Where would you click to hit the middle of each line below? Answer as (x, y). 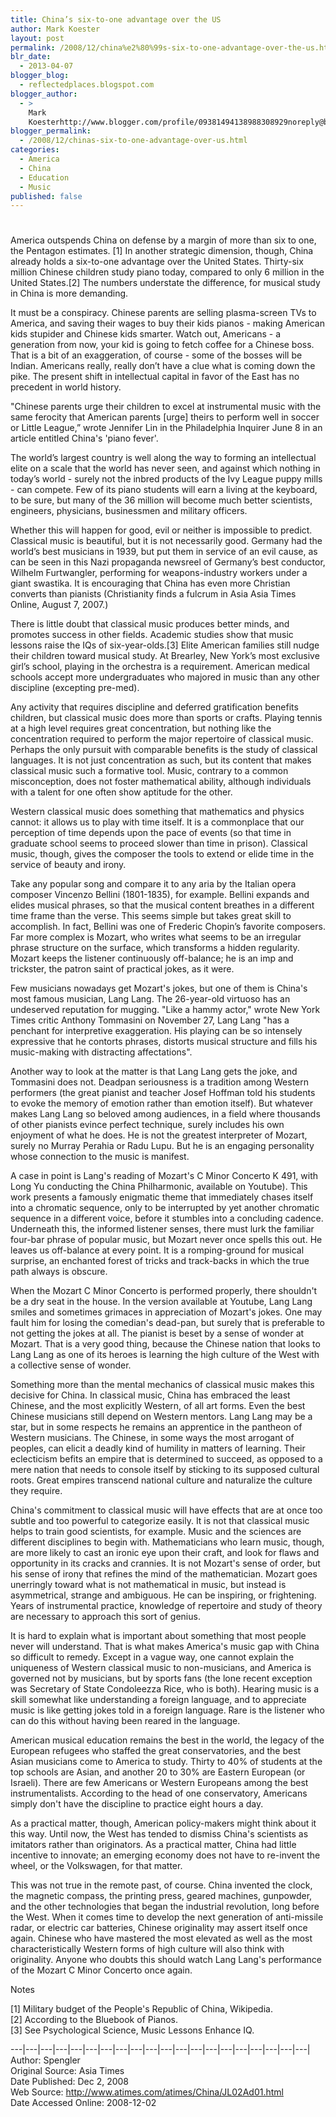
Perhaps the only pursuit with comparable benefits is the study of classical (164, 750)
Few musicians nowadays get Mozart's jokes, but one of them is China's (159, 988)
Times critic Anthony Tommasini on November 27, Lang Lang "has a (150, 1020)
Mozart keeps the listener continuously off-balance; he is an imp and (152, 958)
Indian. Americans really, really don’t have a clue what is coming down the (163, 366)
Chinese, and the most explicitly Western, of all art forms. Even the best (158, 1406)
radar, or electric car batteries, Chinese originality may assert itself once (159, 1928)
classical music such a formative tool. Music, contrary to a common (149, 771)
